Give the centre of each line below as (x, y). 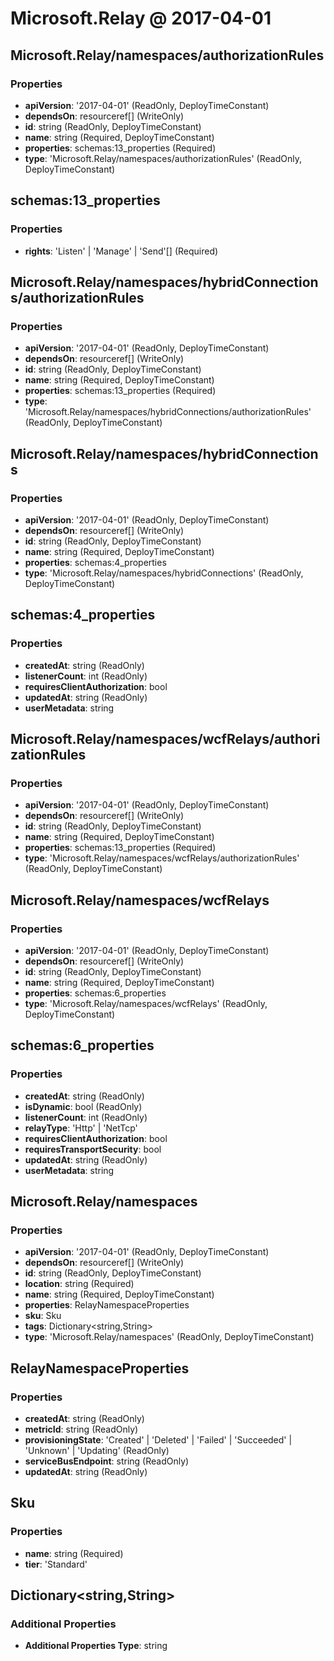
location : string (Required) (79, 1284)
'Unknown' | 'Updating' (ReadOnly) (97, 1451)
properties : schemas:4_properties (95, 562)
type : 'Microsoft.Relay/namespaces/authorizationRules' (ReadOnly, (163, 158)
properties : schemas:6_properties (95, 993)
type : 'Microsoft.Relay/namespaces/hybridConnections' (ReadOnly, (164, 573)
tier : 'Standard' (56, 1564)
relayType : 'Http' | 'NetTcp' (81, 1128)
